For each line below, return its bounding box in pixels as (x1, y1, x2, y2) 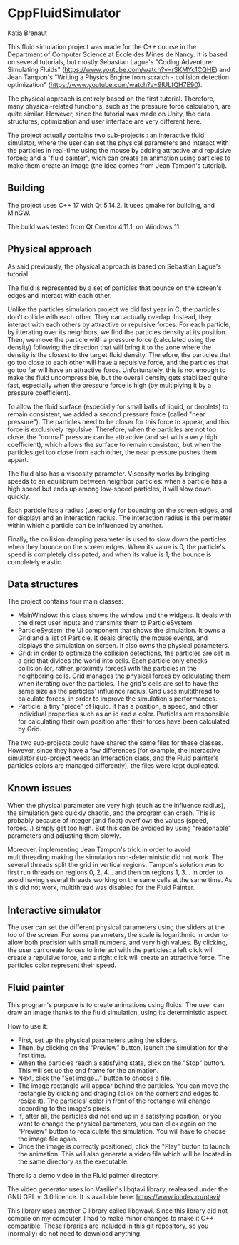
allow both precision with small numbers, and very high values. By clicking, (7, 938, 228, 946)
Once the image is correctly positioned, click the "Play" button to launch (17, 1141, 230, 1151)
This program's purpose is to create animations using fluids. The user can (7, 1000, 225, 1009)
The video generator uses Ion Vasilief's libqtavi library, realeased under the (7, 1184, 228, 1194)
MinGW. (7, 209, 31, 217)
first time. (17, 1051, 46, 1059)
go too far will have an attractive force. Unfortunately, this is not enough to (7, 366, 226, 374)
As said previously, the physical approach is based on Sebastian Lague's (7, 262, 222, 271)
